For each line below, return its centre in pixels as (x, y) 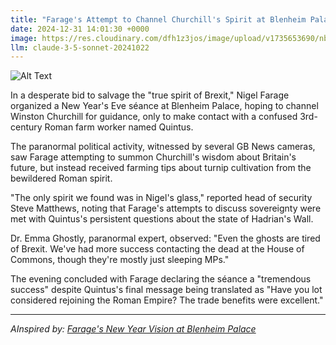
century (26, 127)
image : (24, 38)
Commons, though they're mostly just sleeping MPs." (120, 260)
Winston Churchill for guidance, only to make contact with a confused (154, 117)
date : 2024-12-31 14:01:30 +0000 (80, 29)
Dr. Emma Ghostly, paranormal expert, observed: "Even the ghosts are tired (165, 238)
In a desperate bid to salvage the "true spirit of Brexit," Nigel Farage (150, 95)
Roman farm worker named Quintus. (119, 127)
